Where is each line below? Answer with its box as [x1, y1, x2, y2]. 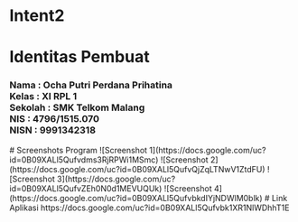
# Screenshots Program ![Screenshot [9, 144, 147, 155]
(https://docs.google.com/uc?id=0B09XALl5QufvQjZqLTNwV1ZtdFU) [9, 163, 265, 174]
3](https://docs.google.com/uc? [57, 173, 176, 184]
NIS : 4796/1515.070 [9, 113, 100, 125]
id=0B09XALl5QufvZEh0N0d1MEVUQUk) [9, 182, 163, 194]
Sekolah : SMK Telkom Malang [9, 101, 145, 114]
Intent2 [9, 5, 65, 26]
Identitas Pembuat [9, 47, 151, 68]
